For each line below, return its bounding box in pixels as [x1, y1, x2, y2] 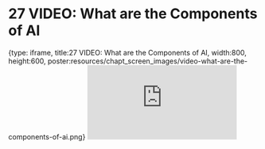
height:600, [8, 56, 46, 66]
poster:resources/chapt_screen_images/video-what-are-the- [47, 56, 248, 66]
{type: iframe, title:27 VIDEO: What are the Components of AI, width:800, [8, 48, 247, 57]
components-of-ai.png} [8, 132, 86, 141]
